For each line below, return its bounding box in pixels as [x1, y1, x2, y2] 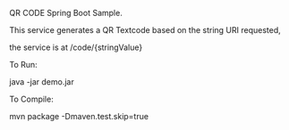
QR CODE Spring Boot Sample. [9, 8, 123, 18]
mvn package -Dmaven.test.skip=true [9, 111, 149, 121]
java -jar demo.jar [9, 77, 74, 87]
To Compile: [9, 93, 54, 104]
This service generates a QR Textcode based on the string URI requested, [9, 25, 282, 35]
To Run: [9, 60, 38, 69]
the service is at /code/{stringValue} [9, 42, 143, 53]
